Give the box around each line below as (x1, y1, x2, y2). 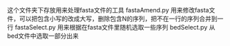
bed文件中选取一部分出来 (7, 32, 79, 40)
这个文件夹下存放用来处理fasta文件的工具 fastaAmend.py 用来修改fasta (7, 6, 209, 14)
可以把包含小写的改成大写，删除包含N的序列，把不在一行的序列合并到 (19, 14, 218, 23)
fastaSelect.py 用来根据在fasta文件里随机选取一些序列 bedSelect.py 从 (15, 23, 215, 31)
